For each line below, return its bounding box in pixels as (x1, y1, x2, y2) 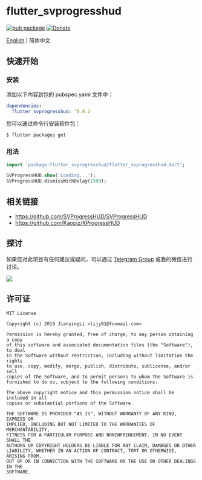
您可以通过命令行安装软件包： (6, 120, 80, 128)
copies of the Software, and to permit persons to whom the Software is (6, 374, 194, 380)
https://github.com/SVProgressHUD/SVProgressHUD (15, 213, 148, 220)
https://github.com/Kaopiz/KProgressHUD (15, 219, 120, 226)
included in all (6, 395, 47, 401)
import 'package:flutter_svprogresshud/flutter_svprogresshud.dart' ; (6, 161, 186, 167)
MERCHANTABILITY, (6, 426, 50, 433)
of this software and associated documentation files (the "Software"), (6, 342, 194, 348)
